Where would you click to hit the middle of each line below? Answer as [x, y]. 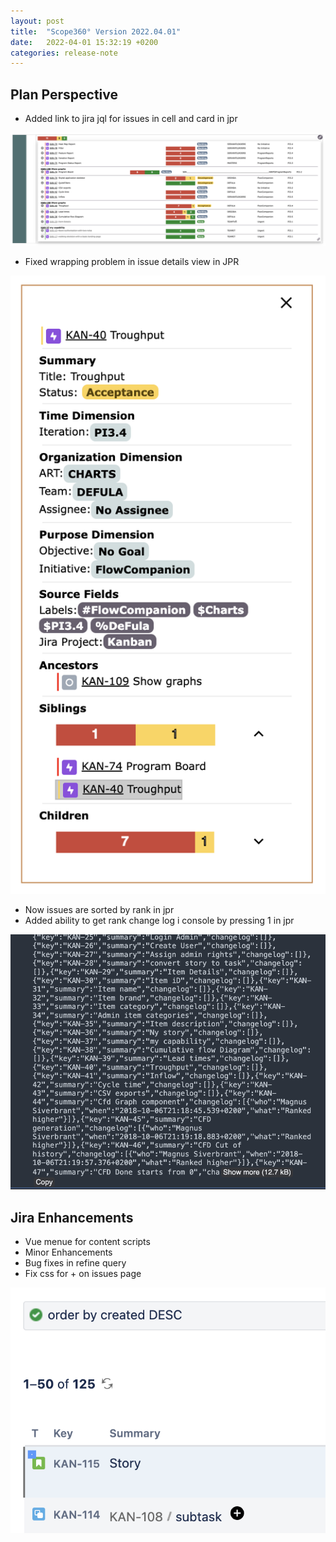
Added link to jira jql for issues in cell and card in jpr [131, 119]
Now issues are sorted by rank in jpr [99, 909]
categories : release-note [64, 53]
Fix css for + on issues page [83, 1273]
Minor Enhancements [68, 1252]
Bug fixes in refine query [75, 1262]
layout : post [37, 21]
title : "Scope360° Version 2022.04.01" [96, 31]
